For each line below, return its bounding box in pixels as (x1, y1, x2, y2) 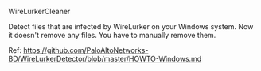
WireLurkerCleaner (8, 7, 71, 16)
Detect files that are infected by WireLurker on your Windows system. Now (8, 22, 254, 31)
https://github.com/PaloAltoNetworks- (23, 46, 149, 54)
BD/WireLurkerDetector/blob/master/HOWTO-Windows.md (8, 54, 202, 63)
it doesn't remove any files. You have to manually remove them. (8, 31, 216, 39)
